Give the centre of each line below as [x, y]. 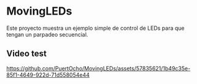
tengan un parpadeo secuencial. [47, 34]
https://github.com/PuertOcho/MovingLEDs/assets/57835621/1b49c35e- [98, 68]
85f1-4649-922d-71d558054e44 [48, 75]
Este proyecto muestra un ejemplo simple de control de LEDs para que [95, 28]
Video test [27, 54]
